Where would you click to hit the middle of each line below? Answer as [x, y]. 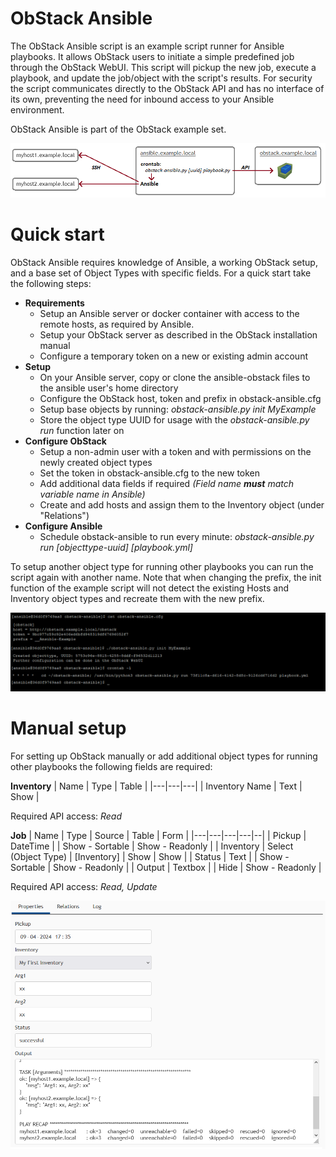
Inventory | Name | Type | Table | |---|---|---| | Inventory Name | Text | [156, 786]
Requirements [54, 303]
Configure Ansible [63, 526]
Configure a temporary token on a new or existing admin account [173, 356]
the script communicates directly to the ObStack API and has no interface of [167, 88]
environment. [37, 109]
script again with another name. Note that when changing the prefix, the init [166, 577]
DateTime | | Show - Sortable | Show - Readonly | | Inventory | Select [152, 846]
